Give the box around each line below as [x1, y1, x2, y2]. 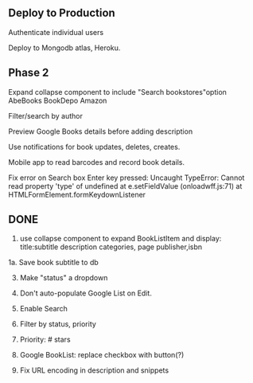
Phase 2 [8, 66, 49, 80]
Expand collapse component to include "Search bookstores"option [8, 87, 227, 96]
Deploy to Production [8, 6, 115, 20]
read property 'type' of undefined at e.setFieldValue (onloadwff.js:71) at [8, 181, 243, 190]
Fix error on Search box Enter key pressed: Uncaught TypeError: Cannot [8, 173, 245, 182]
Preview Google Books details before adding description [8, 127, 193, 136]
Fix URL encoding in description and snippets [19, 365, 169, 375]
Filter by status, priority [19, 319, 97, 329]
